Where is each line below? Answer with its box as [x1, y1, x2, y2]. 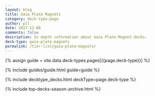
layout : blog [5, 7, 32, 12]
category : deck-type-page [5, 16, 58, 21]
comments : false [5, 30, 39, 35]
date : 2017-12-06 [5, 26, 41, 31]
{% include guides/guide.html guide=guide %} [5, 67, 100, 73]
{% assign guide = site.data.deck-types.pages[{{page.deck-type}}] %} [5, 57, 150, 63]
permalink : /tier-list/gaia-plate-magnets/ [5, 44, 97, 49]
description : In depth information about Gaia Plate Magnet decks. [5, 35, 148, 40]
